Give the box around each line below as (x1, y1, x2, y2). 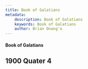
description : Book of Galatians (14, 17, 83, 22)
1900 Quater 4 (5, 57, 52, 65)
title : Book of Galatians (5, 7, 60, 13)
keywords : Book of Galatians (14, 21, 76, 27)
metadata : (5, 12, 26, 17)
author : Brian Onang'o (14, 26, 63, 31)
